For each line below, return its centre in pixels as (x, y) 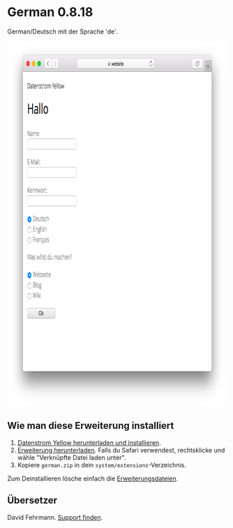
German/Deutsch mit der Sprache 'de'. (62, 31)
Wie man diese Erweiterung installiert (91, 426)
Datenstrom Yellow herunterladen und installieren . (89, 442)
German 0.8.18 (50, 12)
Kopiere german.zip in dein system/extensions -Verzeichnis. (102, 464)
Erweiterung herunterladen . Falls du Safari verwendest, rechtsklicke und (121, 450)
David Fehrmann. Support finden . (55, 517)
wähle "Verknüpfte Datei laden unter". (72, 457)
